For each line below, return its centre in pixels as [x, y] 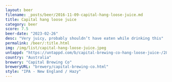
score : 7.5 [17, 29]
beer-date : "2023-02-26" [32, 34]
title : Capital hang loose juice [41, 19]
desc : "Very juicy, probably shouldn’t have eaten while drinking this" [84, 39]
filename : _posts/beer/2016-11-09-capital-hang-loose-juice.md [74, 15]
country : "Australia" [28, 57]
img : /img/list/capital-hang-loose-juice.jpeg [56, 48]
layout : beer [19, 10]
